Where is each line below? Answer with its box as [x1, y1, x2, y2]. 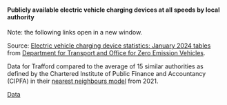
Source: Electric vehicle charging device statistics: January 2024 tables [7, 41, 211, 50]
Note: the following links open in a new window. [7, 28, 143, 37]
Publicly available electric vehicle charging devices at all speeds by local [7, 6, 220, 14]
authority [7, 12, 34, 21]
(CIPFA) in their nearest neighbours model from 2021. [7, 77, 159, 86]
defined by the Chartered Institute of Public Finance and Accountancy [7, 70, 206, 78]
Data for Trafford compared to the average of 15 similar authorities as [7, 62, 204, 70]
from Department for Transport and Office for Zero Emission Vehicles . [7, 49, 206, 57]
